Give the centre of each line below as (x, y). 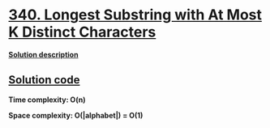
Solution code (44, 80)
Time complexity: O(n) (47, 100)
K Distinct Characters (82, 32)
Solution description (43, 54)
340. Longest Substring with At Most (135, 15)
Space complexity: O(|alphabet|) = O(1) (76, 115)
